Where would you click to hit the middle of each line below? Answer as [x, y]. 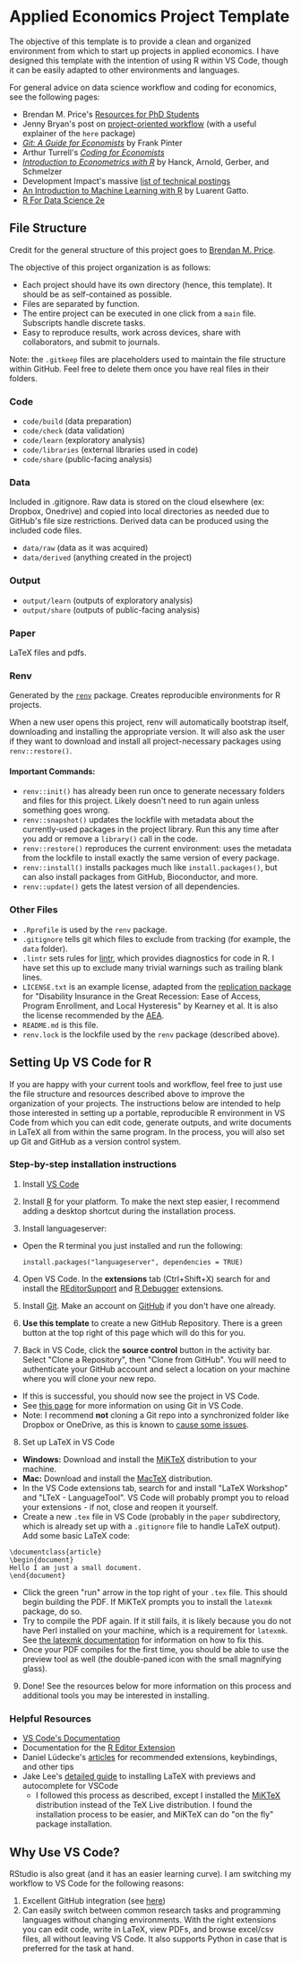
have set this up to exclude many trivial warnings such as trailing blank [153, 967]
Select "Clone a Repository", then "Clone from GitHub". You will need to [154, 1359]
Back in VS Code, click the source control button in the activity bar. [146, 1350]
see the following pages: [55, 97]
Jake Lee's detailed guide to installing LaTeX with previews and [139, 1776]
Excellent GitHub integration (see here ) [94, 1900]
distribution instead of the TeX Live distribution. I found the [144, 1805]
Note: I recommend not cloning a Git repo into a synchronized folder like [155, 1415]
